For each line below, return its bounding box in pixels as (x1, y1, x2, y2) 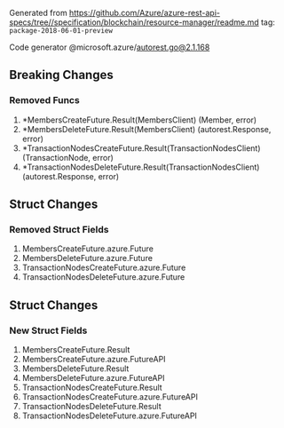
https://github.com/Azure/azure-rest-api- (69, 8, 220, 18)
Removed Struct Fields (9, 224, 109, 235)
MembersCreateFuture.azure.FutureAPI (21, 354, 166, 365)
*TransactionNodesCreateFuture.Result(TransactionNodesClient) (21, 142, 261, 154)
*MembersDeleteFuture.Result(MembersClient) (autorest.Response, (21, 123, 272, 134)
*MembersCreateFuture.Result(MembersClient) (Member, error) (21, 115, 257, 125)
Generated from (9, 8, 68, 18)
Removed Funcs (9, 94, 80, 107)
